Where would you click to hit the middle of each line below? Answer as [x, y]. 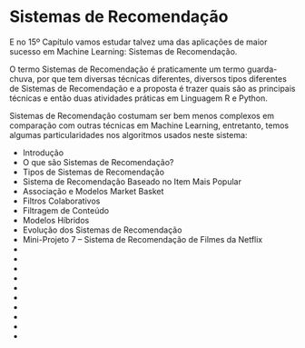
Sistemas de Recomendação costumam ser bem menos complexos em [142, 115]
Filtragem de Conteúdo [66, 210]
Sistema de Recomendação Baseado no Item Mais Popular [132, 181]
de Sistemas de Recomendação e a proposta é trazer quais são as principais [152, 88]
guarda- [262, 69]
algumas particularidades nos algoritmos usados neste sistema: [128, 134]
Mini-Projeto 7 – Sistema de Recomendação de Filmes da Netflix [143, 239]
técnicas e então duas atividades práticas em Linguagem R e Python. [138, 98]
